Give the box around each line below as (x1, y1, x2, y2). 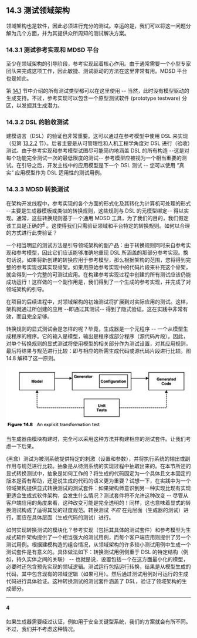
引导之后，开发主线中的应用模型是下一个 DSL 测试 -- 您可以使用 (21, 162, 176, 169)
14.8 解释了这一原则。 (6, 355, 59, 362)
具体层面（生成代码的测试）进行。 (31, 514, 114, 521)
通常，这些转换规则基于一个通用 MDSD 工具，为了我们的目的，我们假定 (16, 214, 189, 221)
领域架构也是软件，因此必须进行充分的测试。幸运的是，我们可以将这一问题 (6, 22, 186, 29)
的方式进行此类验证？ (6, 229, 57, 237)
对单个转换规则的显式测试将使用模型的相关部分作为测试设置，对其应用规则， (6, 340, 191, 347)
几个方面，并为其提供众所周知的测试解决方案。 (16, 29, 130, 36)
